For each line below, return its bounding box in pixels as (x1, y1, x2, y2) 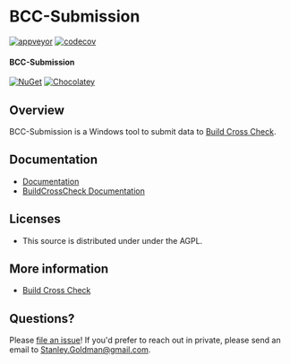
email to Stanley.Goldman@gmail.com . (9, 344, 151, 355)
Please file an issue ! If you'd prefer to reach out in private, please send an (9, 334, 281, 346)
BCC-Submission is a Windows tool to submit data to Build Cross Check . (9, 126, 277, 136)
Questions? (9, 311, 75, 326)
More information (9, 261, 109, 276)
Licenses (9, 212, 61, 227)
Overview (9, 102, 65, 117)
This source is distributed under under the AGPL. (21, 235, 203, 246)
